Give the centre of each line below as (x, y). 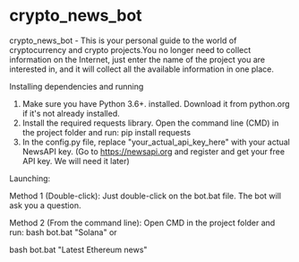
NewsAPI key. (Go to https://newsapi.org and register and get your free (153, 151)
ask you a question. (45, 205)
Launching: (30, 178)
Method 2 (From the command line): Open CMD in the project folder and (142, 223)
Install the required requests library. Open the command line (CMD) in (150, 123)
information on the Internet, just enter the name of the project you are (137, 59)
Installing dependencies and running (77, 86)
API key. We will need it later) (76, 161)
